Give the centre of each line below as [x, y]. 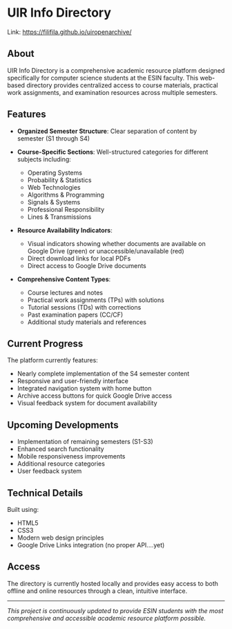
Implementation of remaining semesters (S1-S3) [85, 442]
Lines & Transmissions [59, 217]
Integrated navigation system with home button [84, 389]
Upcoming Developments [63, 425]
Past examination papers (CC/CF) [75, 314]
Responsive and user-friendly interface [73, 381]
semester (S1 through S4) [54, 138]
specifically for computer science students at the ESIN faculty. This [103, 78]
